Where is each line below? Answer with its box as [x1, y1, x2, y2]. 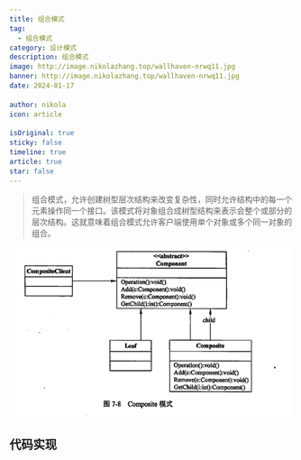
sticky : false [9, 138, 63, 148]
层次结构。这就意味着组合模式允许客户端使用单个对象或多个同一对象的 [31, 216, 293, 227]
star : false [9, 167, 54, 176]
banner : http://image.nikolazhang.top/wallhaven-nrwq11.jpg [9, 72, 241, 81]
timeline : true [9, 148, 67, 157]
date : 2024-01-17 [9, 81, 75, 90]
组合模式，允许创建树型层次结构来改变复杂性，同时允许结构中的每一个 [31, 194, 293, 205]
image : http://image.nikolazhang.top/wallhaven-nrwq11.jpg [9, 62, 236, 71]
